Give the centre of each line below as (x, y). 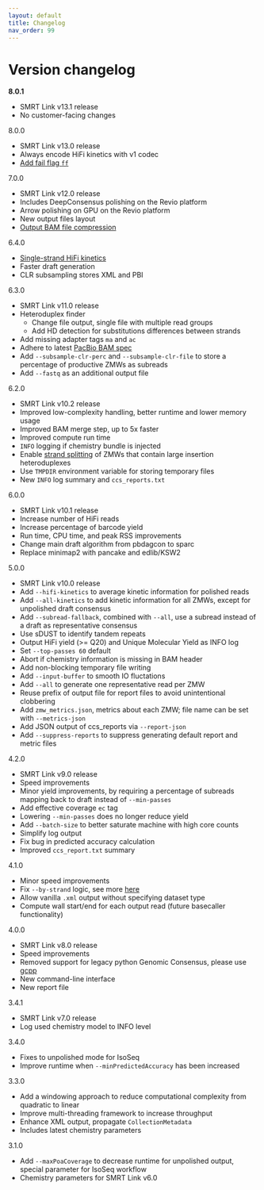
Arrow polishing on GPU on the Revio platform (95, 210)
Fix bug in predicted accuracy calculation (87, 842)
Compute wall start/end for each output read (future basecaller (122, 906)
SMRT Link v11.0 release (59, 305)
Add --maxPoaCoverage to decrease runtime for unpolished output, (127, 1161)
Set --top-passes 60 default (65, 651)
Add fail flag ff (44, 163)
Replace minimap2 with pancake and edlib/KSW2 (100, 553)
